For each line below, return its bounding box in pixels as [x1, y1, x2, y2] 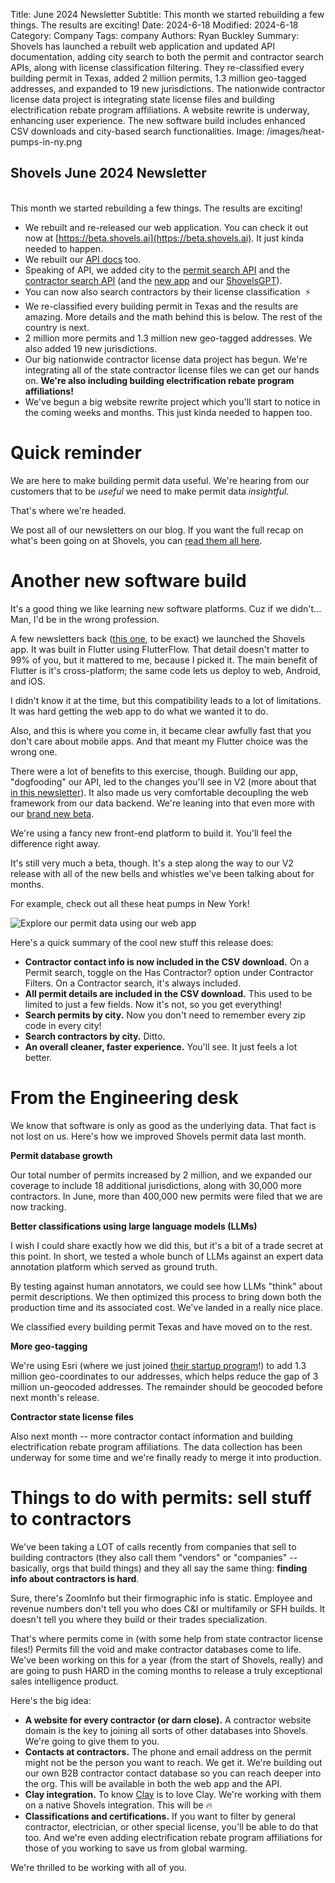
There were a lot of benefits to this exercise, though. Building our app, [10, 765, 299, 777]
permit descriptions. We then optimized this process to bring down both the [10, 1290, 322, 1303]
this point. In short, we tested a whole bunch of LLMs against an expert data [10, 1250, 324, 1262]
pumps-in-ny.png [10, 136, 83, 148]
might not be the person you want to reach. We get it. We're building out [24, 1756, 323, 1768]
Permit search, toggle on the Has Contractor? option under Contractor [24, 966, 314, 978]
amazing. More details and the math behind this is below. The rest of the [24, 310, 323, 323]
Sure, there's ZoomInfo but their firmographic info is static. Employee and [10, 1592, 313, 1604]
